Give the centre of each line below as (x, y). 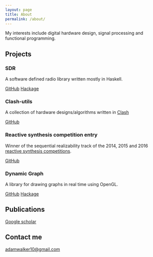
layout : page (19, 10)
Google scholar (21, 221)
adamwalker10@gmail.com (33, 249)
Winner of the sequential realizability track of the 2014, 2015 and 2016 (76, 146)
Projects (18, 54)
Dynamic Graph (24, 173)
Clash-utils (19, 101)
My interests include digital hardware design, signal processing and (74, 33)
